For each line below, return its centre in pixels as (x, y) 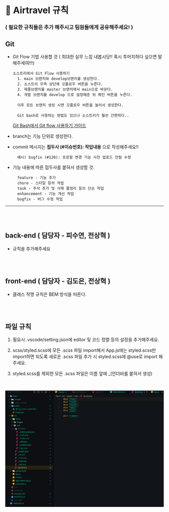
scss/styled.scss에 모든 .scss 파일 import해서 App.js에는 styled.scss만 (84, 351)
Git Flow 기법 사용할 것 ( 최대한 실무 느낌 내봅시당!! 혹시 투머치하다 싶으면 (84, 56)
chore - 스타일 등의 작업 (41, 183)
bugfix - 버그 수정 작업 (40, 199)
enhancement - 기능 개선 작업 (46, 194)
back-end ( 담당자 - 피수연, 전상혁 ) (58, 236)
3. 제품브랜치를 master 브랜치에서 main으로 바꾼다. (65, 89)
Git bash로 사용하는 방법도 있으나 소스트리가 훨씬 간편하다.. (73, 115)
